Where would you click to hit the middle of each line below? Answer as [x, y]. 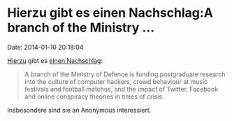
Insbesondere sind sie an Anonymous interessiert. [79, 110]
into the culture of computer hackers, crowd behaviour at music [116, 81]
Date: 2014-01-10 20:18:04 [45, 47]
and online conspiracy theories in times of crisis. [94, 97]
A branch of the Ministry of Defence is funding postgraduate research [125, 74]
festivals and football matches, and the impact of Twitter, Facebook [121, 89]
